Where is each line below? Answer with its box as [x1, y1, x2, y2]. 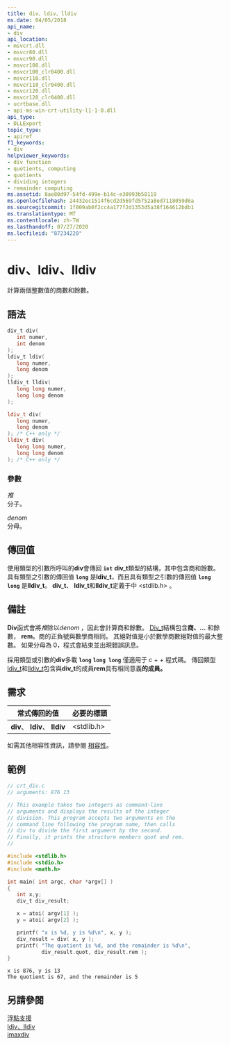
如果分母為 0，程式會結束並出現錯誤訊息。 [20, 641, 142, 649]
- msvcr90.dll [7, 56, 49, 63]
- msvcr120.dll [7, 88, 51, 94]
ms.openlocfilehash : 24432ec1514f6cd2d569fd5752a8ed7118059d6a [7, 197, 195, 205]
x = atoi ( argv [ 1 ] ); [16, 910, 79, 917]
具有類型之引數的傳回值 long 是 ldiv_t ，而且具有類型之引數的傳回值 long [7, 573, 211, 581]
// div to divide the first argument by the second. [7, 828, 163, 834]
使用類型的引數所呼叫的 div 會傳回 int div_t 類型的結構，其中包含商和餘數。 [7, 563, 220, 572]
